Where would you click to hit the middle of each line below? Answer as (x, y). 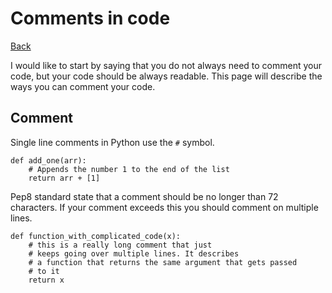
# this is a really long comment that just (120, 245)
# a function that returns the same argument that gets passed (163, 262)
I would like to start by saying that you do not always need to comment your (166, 65)
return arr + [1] (64, 178)
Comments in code (90, 18)
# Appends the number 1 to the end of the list (129, 169)
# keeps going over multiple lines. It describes (134, 253)
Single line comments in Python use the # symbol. (112, 142)
